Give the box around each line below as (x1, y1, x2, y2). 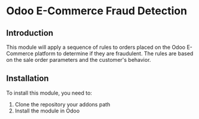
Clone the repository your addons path (14, 101, 111, 108)
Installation (6, 73, 49, 84)
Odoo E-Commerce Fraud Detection (6, 4, 187, 18)
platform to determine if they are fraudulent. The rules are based (35, 50, 194, 57)
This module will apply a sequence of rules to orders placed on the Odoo (6, 43, 186, 51)
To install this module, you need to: (6, 89, 93, 96)
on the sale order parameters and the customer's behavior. (6, 57, 151, 63)
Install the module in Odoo (14, 107, 80, 114)
